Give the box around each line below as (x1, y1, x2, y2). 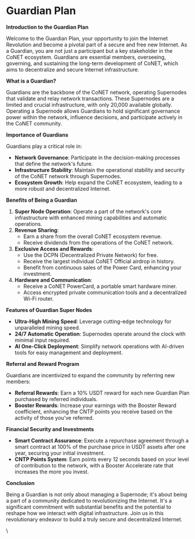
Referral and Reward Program (6, 360, 80, 367)
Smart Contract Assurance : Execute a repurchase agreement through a (14, 437, 189, 444)
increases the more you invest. (14, 468, 89, 475)
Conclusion (6, 479, 35, 486)
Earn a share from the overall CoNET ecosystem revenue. (23, 233, 162, 240)
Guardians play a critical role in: (6, 143, 82, 150)
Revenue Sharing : (14, 226, 59, 233)
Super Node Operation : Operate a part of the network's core (14, 208, 162, 215)
